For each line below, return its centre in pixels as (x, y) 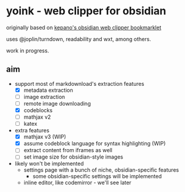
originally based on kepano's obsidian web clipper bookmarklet (84, 27)
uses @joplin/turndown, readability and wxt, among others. (79, 39)
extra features (32, 131)
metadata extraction (48, 90)
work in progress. (28, 50)
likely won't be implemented (49, 164)
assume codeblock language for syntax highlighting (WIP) (95, 144)
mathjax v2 (37, 117)
